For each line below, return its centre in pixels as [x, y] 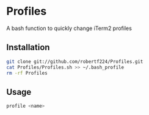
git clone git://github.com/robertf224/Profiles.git [75, 61]
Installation [28, 47]
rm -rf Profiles [27, 73]
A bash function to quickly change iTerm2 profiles [69, 28]
